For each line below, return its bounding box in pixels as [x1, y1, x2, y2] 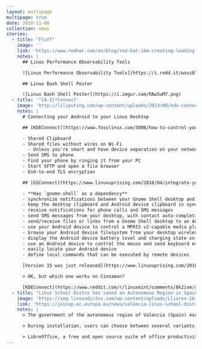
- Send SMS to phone [22, 152, 74, 158]
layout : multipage [6, 8, 52, 15]
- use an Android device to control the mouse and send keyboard [22, 240, 189, 246]
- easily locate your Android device [22, 246, 117, 252]
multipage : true [6, 14, 47, 20]
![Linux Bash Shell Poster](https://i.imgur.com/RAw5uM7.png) [22, 91, 182, 98]
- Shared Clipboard [22, 136, 71, 142]
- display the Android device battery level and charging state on [22, 235, 195, 241]
